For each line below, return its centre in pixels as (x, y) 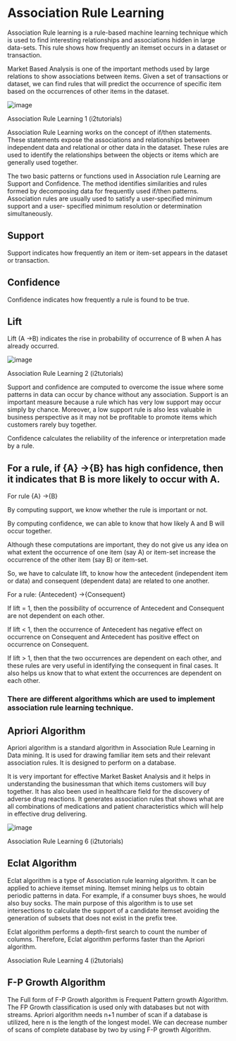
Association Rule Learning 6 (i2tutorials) (66, 841)
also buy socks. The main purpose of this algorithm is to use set (100, 903)
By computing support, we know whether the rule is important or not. (107, 510)
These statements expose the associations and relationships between (108, 140)
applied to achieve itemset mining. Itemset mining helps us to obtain (106, 888)
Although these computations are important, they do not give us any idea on (118, 545)
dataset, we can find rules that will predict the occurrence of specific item (114, 83)
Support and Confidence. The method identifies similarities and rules (107, 183)
